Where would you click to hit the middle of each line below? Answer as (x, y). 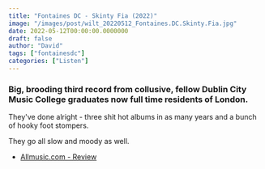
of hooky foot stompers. (49, 125)
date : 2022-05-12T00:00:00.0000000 (68, 31)
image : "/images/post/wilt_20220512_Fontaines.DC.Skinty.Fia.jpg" (123, 23)
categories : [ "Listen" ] (49, 61)
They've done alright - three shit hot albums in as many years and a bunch (132, 117)
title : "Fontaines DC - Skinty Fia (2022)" (83, 16)
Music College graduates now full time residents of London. (128, 99)
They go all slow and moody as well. (69, 142)
